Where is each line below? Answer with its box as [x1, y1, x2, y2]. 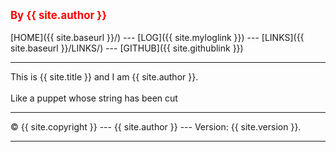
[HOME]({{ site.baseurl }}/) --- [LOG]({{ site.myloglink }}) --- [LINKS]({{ [10, 32, 305, 43]
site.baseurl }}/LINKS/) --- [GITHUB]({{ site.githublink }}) [10, 42, 244, 54]
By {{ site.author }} [10, 9, 108, 22]
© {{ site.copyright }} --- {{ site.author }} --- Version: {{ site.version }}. [10, 121, 302, 133]
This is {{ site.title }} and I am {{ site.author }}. [10, 71, 199, 83]
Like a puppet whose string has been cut [10, 92, 178, 104]
